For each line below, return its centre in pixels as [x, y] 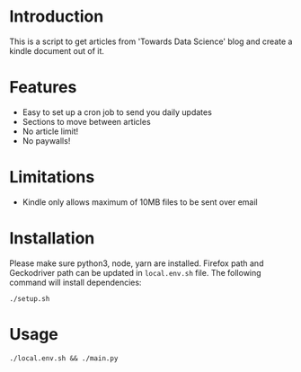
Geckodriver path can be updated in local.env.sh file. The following [136, 272]
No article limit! [50, 131]
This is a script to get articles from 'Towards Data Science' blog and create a [151, 41]
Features [43, 88]
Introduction [57, 17]
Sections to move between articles [86, 121]
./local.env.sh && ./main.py [64, 358]
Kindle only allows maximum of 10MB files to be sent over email [140, 202]
